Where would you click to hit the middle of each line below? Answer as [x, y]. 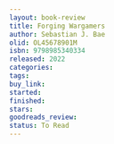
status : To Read [39, 126]
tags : [19, 76]
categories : [31, 68]
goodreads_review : [43, 117]
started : [25, 92]
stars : [21, 109]
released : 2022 [37, 59]
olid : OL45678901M [43, 42]
